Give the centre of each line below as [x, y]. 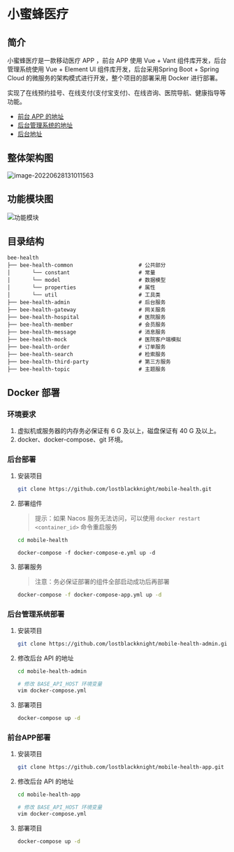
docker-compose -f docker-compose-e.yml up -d [86, 553]
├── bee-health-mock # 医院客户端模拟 [94, 340]
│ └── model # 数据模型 [87, 281]
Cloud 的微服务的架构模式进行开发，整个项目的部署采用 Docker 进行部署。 [114, 78]
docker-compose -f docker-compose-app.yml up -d [89, 595]
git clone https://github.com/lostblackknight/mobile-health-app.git [121, 767]
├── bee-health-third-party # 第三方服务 [89, 362]
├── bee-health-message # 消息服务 [87, 332]
